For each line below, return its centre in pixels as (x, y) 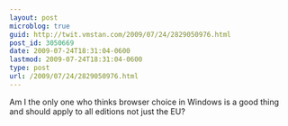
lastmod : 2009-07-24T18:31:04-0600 (76, 59)
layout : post (34, 18)
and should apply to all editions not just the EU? (98, 111)
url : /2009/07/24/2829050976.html (74, 76)
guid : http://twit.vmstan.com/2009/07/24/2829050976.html (120, 34)
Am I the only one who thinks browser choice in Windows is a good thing (144, 102)
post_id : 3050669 (42, 43)
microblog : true (40, 26)
